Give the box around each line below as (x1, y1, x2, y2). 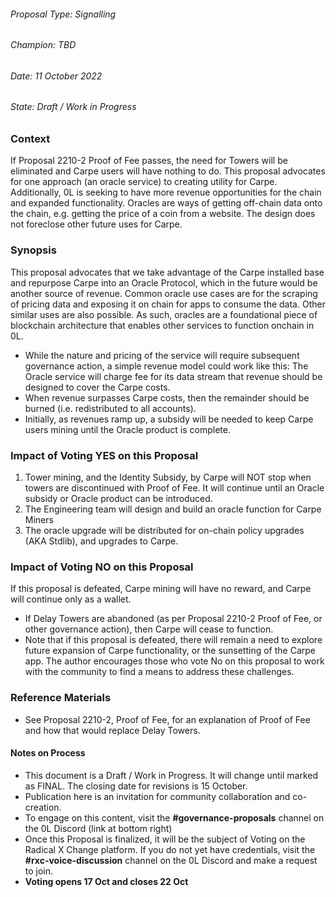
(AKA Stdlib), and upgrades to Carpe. (24, 535, 179, 547)
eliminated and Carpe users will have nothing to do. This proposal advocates (10, 165, 326, 177)
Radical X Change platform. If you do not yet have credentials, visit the (24, 843, 316, 855)
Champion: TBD (10, 39, 77, 51)
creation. (24, 801, 62, 813)
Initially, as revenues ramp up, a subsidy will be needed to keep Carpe (24, 413, 314, 425)
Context (10, 132, 51, 146)
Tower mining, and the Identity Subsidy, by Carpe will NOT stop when (24, 471, 312, 483)
